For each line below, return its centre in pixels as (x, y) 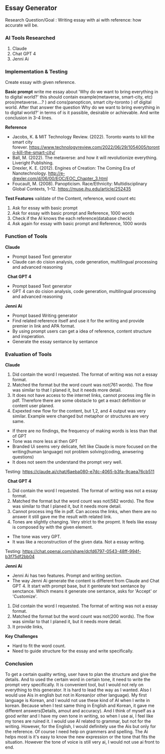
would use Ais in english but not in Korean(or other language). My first (76, 695)
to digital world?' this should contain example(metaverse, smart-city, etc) (79, 97)
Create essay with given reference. (41, 82)
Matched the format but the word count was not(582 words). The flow (83, 501)
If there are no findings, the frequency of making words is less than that (84, 431)
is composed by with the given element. (53, 527)
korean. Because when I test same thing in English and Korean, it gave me (80, 705)
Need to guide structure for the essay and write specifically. (73, 651)
